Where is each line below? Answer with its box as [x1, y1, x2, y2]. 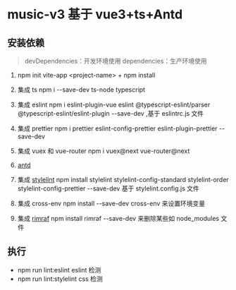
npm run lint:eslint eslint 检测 [17, 265, 101, 274]
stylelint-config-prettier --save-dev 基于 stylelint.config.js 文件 [17, 184, 199, 193]
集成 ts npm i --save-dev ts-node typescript [17, 85, 146, 94]
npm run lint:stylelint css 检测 [17, 274, 104, 283]
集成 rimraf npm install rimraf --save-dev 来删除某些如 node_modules [17, 215, 220, 222]
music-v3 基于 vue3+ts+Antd [7, 6, 183, 23]
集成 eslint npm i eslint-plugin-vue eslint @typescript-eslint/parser [17, 100, 211, 109]
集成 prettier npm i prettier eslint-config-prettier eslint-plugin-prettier [17, 124, 218, 133]
